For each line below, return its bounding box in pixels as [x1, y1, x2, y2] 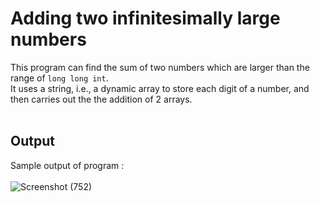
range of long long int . [10, 72, 109, 84]
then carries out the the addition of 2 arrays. [10, 93, 193, 105]
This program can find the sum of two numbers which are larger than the [10, 61, 310, 73]
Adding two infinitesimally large [10, 7, 281, 30]
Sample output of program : [10, 159, 125, 171]
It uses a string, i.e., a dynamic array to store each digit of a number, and [10, 82, 310, 94]
